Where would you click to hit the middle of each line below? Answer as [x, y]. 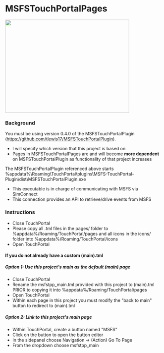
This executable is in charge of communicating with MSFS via [75, 189]
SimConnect [25, 194]
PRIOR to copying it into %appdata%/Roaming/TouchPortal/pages [80, 290]
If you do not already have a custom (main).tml [54, 255]
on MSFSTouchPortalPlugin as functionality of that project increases [82, 159]
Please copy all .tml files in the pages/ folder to [60, 228]
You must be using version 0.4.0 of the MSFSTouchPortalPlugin [70, 134]
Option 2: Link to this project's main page [49, 317]
